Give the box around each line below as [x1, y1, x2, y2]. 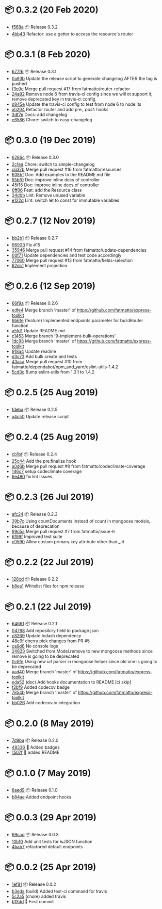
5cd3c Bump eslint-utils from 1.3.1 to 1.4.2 [11, 369, 95, 374]
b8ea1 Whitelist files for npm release [11, 583, 84, 589]
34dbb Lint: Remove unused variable [11, 192, 85, 198]
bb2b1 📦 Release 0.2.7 [11, 235, 58, 241]
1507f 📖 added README [11, 749, 60, 755]
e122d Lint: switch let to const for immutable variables [11, 197, 120, 203]
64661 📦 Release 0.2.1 [11, 621, 58, 627]
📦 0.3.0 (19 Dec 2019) [4, 135, 96, 146]
